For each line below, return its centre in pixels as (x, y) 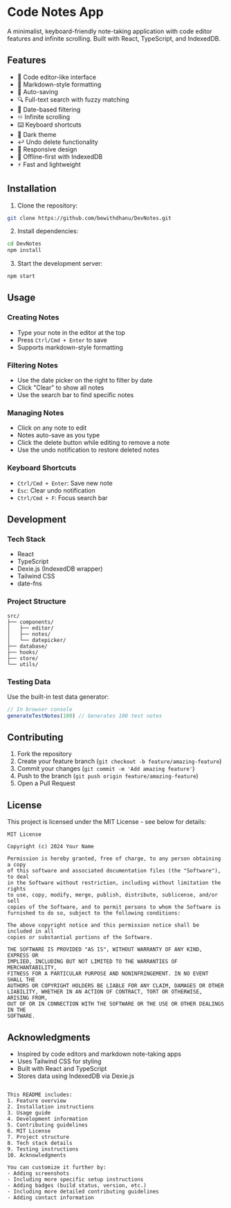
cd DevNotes (24, 244)
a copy (17, 865)
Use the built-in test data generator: (58, 697)
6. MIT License (29, 1131)
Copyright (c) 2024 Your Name (51, 847)
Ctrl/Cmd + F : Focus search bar (63, 497)
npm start (21, 276)
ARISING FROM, (28, 998)
